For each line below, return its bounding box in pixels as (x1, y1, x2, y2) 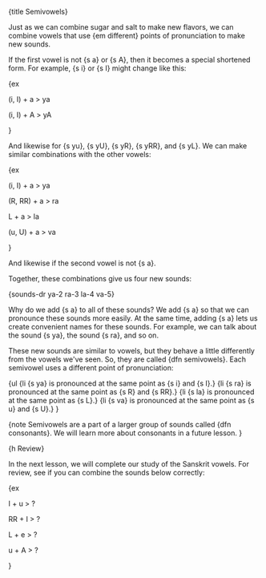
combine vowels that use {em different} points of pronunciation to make (8, 31, 246, 40)
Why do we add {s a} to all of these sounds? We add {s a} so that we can (8, 305, 250, 314)
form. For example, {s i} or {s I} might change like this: (8, 63, 187, 73)
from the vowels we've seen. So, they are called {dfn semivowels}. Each (8, 354, 247, 364)
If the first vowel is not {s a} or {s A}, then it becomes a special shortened (8, 55, 251, 64)
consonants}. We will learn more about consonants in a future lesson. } (8, 428, 243, 438)
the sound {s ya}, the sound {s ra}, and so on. (8, 330, 159, 340)
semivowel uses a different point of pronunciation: (8, 363, 174, 372)
